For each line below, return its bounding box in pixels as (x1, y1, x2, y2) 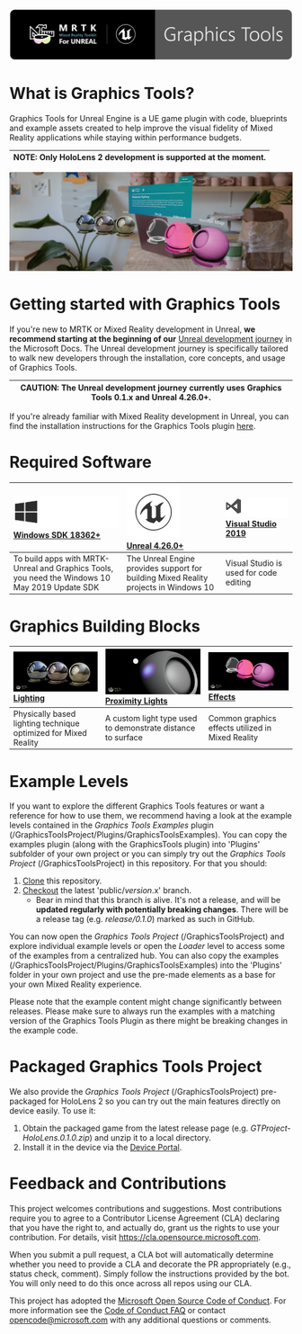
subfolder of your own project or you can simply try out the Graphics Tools (9, 848, 286, 859)
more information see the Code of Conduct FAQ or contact (9, 1305, 226, 1316)
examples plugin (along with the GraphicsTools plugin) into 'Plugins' (9, 839, 261, 850)
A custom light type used (104, 713, 198, 724)
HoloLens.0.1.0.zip (22, 1133, 90, 1143)
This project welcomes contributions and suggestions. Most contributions (9, 1204, 282, 1214)
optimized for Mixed (13, 727, 87, 738)
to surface (104, 732, 144, 743)
